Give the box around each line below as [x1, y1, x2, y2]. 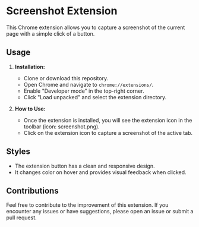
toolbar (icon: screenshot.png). [23, 123, 100, 130]
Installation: [14, 63, 46, 70]
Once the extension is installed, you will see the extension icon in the [23, 116, 192, 124]
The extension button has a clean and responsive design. [14, 162, 156, 169]
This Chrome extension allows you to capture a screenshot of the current [6, 24, 185, 31]
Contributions [6, 185, 59, 196]
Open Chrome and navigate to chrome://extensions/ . [23, 81, 154, 88]
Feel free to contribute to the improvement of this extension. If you [6, 201, 169, 209]
